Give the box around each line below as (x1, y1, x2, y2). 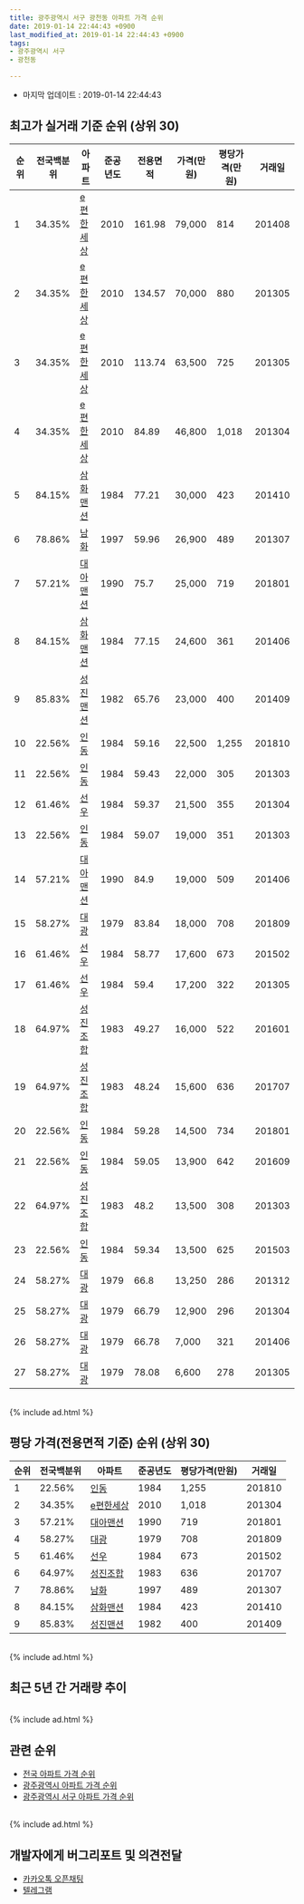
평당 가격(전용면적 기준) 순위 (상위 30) (9, 1435, 211, 1451)
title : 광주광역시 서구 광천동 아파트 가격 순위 (9, 13, 164, 23)
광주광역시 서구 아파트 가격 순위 (22, 1792, 134, 1802)
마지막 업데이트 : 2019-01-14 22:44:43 (22, 90, 162, 100)
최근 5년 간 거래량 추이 (9, 1680, 127, 1695)
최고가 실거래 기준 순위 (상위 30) (9, 119, 180, 134)
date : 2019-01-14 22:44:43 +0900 (9, 22, 136, 31)
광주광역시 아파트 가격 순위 (22, 1780, 118, 1791)
